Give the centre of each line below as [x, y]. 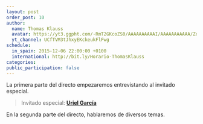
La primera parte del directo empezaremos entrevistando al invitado [91, 85]
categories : [21, 62]
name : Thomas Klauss [37, 29]
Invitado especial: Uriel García [59, 103]
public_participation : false [43, 68]
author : [16, 23]
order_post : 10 [25, 17]
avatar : [21, 34]
